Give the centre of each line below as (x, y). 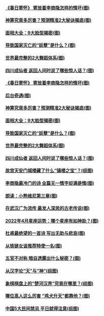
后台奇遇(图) (18, 95)
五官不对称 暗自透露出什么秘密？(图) (43, 258)
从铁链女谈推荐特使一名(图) (34, 246)
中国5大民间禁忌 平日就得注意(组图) (42, 308)
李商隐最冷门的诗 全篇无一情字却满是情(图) (50, 183)
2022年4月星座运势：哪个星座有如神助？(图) (52, 221)
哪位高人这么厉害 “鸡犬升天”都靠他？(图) (48, 296)
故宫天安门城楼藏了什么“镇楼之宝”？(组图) (49, 171)
